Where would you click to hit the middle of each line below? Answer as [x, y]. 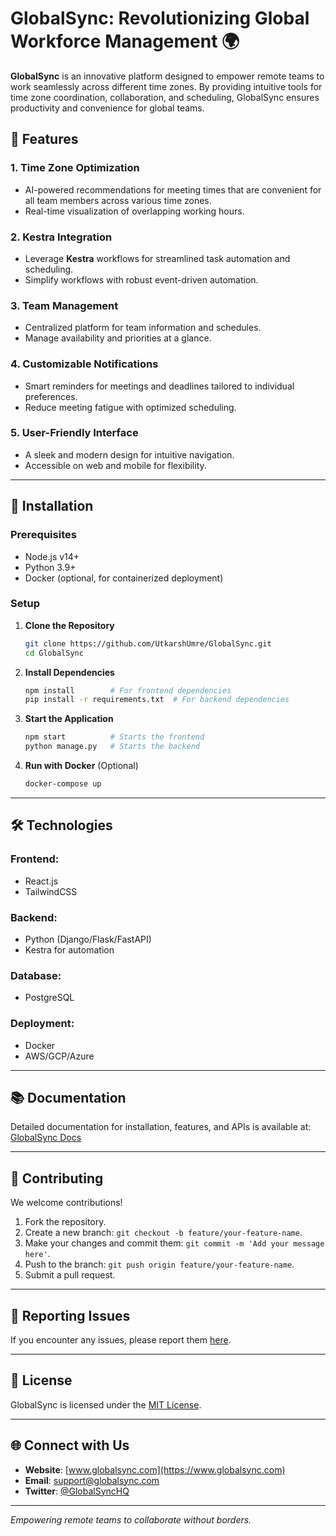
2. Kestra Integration [61, 237]
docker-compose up [63, 784]
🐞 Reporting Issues [70, 1315]
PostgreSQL [49, 998]
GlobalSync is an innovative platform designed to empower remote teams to [167, 76]
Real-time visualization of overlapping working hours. [134, 211]
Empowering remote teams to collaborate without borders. [131, 1519]
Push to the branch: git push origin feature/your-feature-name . [159, 1264]
